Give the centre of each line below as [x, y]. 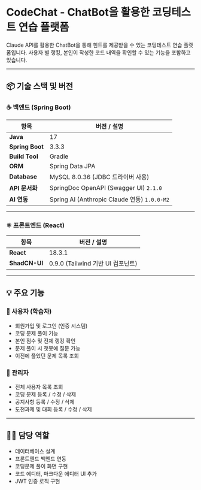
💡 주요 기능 [25, 293]
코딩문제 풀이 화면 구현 [41, 466]
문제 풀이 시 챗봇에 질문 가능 [48, 348]
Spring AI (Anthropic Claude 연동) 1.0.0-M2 [109, 199]
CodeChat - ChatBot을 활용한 [78, 12]
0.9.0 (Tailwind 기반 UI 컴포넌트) [93, 263]
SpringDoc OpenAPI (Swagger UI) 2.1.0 [106, 187]
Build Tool [24, 156]
